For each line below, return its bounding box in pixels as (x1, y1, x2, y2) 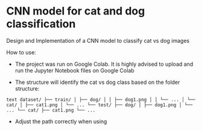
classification (6, 17, 76, 31)
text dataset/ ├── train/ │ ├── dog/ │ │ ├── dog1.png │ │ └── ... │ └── (6, 97, 196, 103)
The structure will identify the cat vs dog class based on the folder (14, 78, 180, 86)
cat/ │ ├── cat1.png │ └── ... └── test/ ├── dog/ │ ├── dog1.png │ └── (6, 101, 193, 108)
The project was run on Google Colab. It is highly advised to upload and (14, 60, 194, 68)
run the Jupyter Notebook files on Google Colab (14, 66, 134, 74)
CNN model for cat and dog (6, 4, 145, 18)
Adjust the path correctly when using (14, 118, 107, 125)
